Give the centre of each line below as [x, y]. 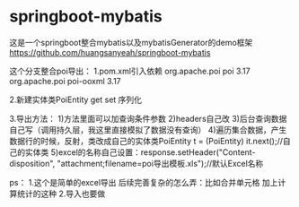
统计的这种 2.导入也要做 [61, 194]
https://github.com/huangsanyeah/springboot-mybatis [110, 52]
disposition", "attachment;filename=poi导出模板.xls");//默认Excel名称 [136, 163]
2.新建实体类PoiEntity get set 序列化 [75, 99]
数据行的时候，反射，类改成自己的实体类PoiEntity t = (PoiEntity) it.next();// [146, 141]
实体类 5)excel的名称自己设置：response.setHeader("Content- [140, 152]
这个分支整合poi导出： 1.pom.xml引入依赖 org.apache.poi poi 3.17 [130, 71]
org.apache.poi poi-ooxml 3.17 [65, 81]
